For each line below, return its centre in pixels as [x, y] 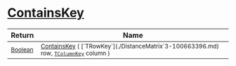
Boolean [22, 49]
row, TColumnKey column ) [76, 53]
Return [22, 35]
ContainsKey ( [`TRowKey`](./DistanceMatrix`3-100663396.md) [130, 46]
